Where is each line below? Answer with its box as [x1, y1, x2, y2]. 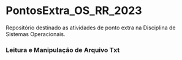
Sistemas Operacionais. [6, 30, 66, 37]
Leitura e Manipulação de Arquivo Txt [6, 45, 120, 54]
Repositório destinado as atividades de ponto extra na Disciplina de [6, 24, 176, 31]
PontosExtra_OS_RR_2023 [6, 4, 142, 18]
